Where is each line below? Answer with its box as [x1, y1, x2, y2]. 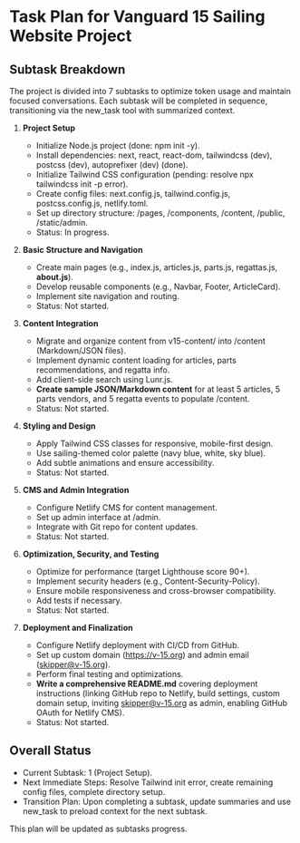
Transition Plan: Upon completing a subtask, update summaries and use [22, 796, 292, 807]
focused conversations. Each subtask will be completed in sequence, [9, 95, 268, 106]
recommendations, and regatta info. [35, 364, 170, 375]
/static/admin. [35, 218, 88, 228]
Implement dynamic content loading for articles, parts [35, 355, 237, 365]
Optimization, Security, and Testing [22, 548, 160, 559]
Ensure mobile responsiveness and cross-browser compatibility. [35, 586, 276, 596]
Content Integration [22, 318, 99, 328]
